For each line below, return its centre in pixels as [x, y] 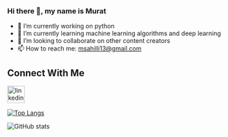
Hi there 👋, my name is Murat [57, 11]
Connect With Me [46, 73]
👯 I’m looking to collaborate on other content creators [93, 41]
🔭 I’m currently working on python [66, 26]
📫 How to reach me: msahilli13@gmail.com [79, 48]
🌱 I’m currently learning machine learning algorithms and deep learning [119, 33]
